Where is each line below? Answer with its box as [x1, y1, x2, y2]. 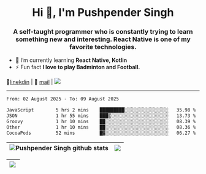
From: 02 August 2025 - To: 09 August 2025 [6, 96, 120, 102]
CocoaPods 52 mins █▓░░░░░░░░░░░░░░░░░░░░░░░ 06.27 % [6, 130, 196, 136]
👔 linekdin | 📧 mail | [6, 78, 53, 86]
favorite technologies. [69, 43, 137, 51]
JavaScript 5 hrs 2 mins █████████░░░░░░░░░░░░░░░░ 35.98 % [6, 107, 196, 113]
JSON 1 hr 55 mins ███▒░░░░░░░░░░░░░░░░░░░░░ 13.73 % [6, 113, 196, 119]
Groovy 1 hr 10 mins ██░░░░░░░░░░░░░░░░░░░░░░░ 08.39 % [6, 119, 196, 125]
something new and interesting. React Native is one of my [15, 35, 191, 43]
